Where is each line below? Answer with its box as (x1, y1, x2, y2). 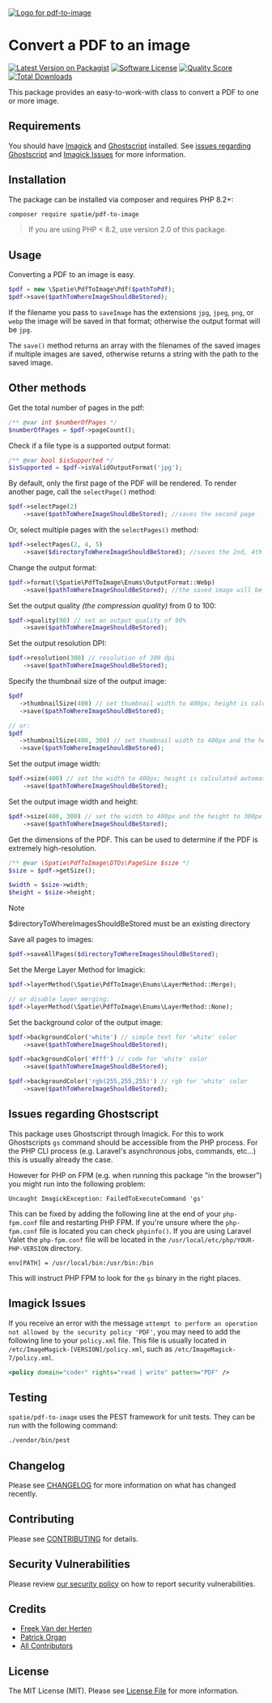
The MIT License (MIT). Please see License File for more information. (8, 1686, 239, 1696)
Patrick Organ (19, 1633, 67, 1642)
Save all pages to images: (8, 935, 95, 945)
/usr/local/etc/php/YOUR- (168, 1236, 256, 1244)
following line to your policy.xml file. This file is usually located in (8, 1335, 227, 1345)
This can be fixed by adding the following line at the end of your (8, 1209, 221, 1219)
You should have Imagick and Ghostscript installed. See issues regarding (8, 141, 252, 151)
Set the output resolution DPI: (8, 638, 107, 648)
